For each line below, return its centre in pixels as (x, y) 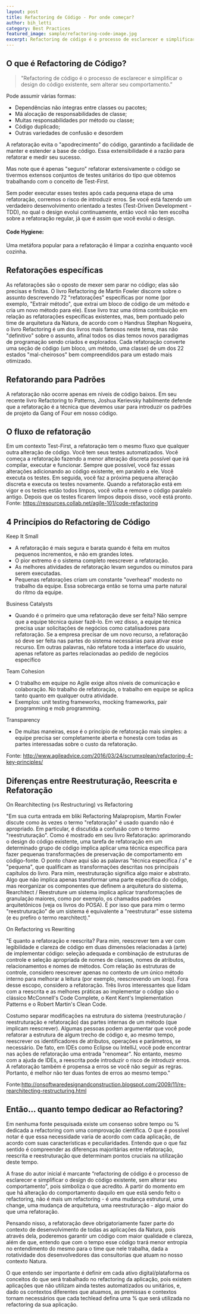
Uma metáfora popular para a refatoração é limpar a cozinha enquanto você (99, 245)
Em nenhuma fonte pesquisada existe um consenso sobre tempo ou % (93, 1124)
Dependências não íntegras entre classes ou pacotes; (81, 107)
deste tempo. (22, 1162)
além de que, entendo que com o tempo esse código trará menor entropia (97, 1242)
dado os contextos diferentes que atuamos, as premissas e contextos (91, 1292)
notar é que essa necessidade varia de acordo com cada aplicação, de (93, 1136)
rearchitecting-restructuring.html (46, 1091)
